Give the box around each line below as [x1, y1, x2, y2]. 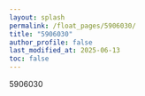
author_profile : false [9, 37, 93, 47]
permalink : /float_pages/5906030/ [9, 21, 137, 30]
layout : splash [9, 12, 65, 22]
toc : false [9, 54, 50, 63]
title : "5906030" [9, 29, 73, 38]
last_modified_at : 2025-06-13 [9, 46, 121, 55]
